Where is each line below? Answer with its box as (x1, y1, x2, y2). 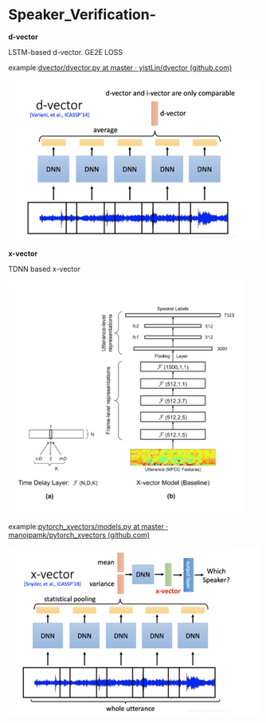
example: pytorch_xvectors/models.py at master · (8, 521, 169, 531)
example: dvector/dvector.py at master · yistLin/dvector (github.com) (8, 62, 233, 73)
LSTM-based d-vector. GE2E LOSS (8, 47, 123, 57)
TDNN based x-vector (8, 264, 81, 273)
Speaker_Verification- (8, 6, 157, 24)
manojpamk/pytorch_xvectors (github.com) (8, 530, 150, 540)
